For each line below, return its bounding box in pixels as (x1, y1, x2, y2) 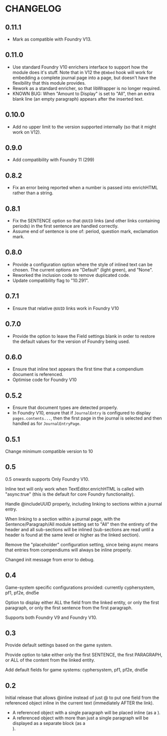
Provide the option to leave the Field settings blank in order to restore (12, 333, 155, 339)
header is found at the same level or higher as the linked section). (5, 532, 140, 538)
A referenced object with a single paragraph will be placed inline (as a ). (12, 709, 161, 716)
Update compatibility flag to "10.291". (12, 277, 89, 283)
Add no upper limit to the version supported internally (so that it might (12, 124, 156, 130)
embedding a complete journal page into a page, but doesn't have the (12, 75, 156, 81)
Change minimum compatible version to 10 (5, 448, 93, 454)
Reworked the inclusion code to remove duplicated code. (12, 272, 130, 278)
